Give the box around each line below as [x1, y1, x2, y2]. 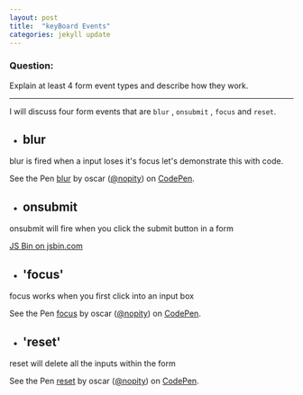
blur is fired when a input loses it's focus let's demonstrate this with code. [9, 156, 284, 166]
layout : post [9, 13, 59, 22]
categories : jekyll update [9, 30, 111, 39]
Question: [9, 59, 54, 72]
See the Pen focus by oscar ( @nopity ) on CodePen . [9, 308, 201, 319]
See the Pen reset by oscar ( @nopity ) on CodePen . [9, 375, 200, 386]
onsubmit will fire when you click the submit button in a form [9, 223, 234, 234]
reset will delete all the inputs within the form [9, 357, 176, 369]
